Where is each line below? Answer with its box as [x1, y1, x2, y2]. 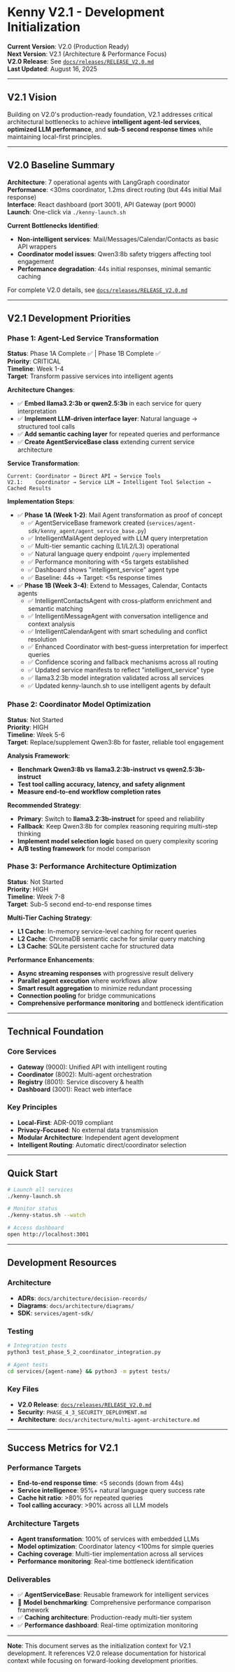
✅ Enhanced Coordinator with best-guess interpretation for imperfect [27, 642, 228, 651]
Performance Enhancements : [7, 955, 94, 964]
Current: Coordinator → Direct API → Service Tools [7, 473, 161, 480]
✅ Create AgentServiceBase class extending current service [17, 438, 195, 446]
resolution [27, 635, 57, 644]
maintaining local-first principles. [7, 132, 103, 141]
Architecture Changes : [7, 386, 75, 394]
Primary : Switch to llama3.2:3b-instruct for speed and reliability [17, 814, 205, 823]
